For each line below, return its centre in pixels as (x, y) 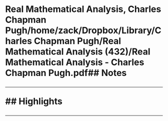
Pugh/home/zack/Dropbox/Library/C (83, 30)
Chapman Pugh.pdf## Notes (66, 73)
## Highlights (34, 101)
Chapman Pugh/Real (78, 41)
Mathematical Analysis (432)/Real (78, 52)
